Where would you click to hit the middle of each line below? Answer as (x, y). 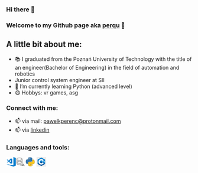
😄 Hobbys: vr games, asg (46, 92)
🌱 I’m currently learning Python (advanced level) (74, 86)
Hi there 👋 (21, 9)
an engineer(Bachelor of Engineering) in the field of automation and (97, 67)
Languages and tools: (38, 147)
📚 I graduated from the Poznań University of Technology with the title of (103, 59)
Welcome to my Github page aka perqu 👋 (66, 25)
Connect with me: (32, 107)
